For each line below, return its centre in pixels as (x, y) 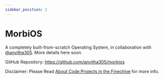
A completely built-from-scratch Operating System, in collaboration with (78, 47)
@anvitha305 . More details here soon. (44, 52)
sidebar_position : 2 (26, 10)
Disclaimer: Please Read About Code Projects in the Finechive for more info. (82, 71)
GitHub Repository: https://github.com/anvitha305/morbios (65, 62)
